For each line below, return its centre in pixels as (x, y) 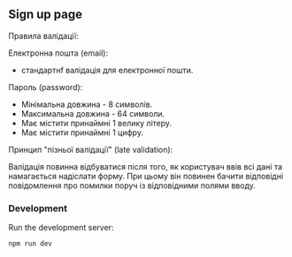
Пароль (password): (46, 87)
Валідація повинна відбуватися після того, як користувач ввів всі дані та (146, 166)
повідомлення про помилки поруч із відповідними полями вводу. (132, 185)
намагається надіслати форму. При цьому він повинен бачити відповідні (146, 176)
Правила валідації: (43, 35)
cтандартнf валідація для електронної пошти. (107, 70)
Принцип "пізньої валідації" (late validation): (91, 149)
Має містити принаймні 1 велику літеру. (96, 123)
